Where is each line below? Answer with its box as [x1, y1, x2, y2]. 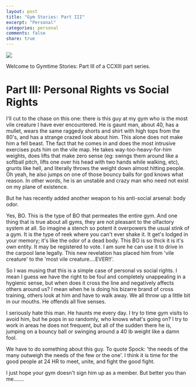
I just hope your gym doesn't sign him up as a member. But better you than [6, 369, 186, 376]
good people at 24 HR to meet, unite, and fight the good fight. [6, 358, 155, 365]
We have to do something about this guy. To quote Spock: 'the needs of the [6, 345, 188, 353]
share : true [6, 36, 35, 42]
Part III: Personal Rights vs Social [6, 83, 170, 96]
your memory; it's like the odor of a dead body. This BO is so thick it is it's [6, 237, 184, 244]
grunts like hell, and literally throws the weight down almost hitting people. [6, 164, 185, 171]
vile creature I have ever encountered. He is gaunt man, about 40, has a [6, 121, 179, 128]
